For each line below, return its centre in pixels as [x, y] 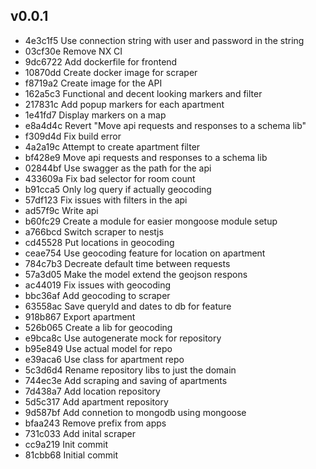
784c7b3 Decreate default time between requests [127, 263]
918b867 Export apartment [80, 316]
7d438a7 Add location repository [92, 391]
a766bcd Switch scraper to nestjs [94, 231]
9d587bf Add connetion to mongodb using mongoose [135, 412]
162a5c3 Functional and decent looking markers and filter [143, 93]
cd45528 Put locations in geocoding [99, 242]
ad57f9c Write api [61, 210]
